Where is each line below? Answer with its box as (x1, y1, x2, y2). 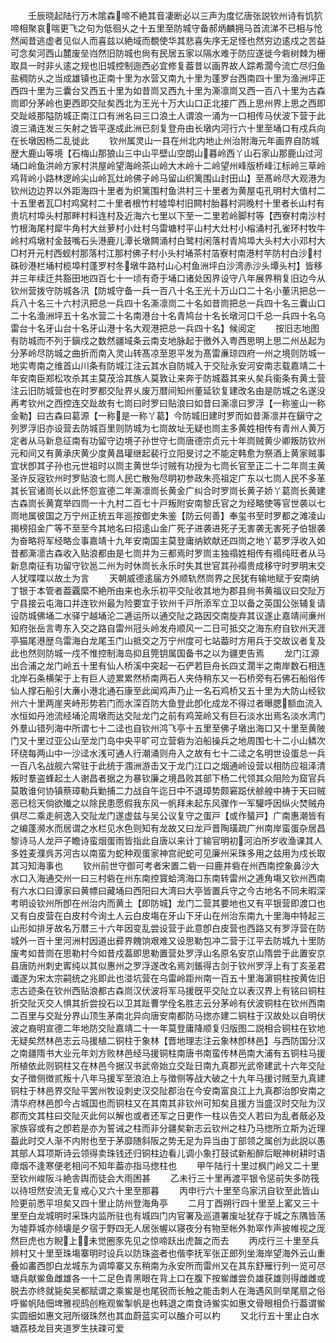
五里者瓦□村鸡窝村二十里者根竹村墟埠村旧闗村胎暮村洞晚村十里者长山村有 (18, 197, 325, 209)
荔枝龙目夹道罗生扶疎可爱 (18, 1322, 125, 1334)
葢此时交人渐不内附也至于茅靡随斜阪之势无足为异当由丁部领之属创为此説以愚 (10, 1135, 326, 1146)
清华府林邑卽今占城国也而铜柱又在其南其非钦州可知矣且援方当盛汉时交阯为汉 (10, 1097, 326, 1109)
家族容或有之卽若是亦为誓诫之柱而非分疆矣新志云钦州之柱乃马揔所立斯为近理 (10, 1122, 326, 1134)
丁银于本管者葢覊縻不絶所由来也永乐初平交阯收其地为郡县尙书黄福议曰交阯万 (10, 585, 326, 596)
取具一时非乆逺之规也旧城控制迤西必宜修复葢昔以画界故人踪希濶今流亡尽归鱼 (10, 60, 326, 71)
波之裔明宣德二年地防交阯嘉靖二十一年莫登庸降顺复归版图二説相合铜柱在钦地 (10, 1022, 326, 1034)
